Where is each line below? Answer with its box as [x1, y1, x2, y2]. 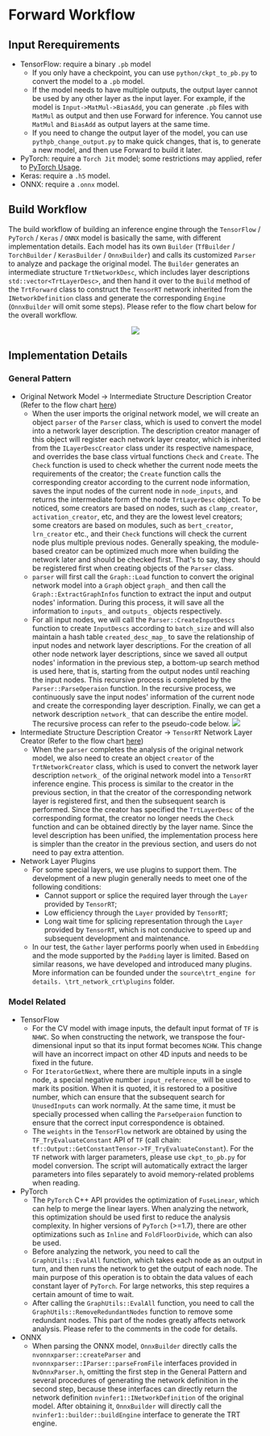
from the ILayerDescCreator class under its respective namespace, [31, 443, 254, 453]
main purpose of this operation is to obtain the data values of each [31, 1272, 254, 1282]
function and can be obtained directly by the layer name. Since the [31, 822, 254, 832]
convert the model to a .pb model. [31, 77, 145, 86]
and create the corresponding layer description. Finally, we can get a [31, 701, 261, 710]
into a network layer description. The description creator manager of [31, 426, 260, 436]
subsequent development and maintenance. [44, 933, 191, 943]
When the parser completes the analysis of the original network [31, 744, 244, 754]
